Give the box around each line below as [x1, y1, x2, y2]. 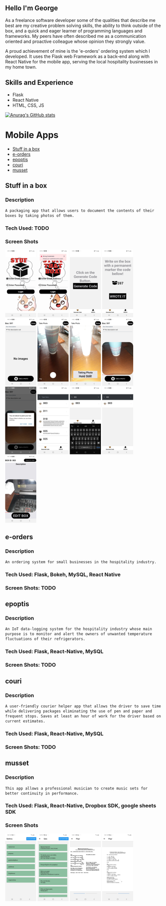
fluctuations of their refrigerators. [5, 636, 85, 642]
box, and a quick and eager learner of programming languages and [5, 27, 143, 34]
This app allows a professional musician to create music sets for [5, 786, 148, 791]
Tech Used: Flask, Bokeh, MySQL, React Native [5, 571, 121, 578]
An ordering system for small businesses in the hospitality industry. [5, 559, 157, 565]
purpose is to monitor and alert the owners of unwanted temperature [5, 631, 153, 637]
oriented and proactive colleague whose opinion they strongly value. [5, 38, 146, 44]
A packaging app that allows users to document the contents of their [5, 208, 155, 213]
